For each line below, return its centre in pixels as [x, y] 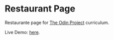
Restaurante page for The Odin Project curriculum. [57, 22]
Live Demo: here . [22, 32]
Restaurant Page [40, 9]
